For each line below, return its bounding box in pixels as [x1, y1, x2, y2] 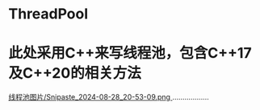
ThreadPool [8, 5, 89, 23]
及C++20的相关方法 [8, 64, 141, 83]
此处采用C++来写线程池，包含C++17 [8, 44, 252, 63]
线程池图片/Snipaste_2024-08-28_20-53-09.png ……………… [8, 92, 210, 102]
